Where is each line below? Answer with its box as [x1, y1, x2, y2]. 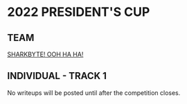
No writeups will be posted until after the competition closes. [7, 88, 181, 97]
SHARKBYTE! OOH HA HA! [7, 50, 84, 58]
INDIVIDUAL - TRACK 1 [7, 70, 107, 82]
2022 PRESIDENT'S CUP [7, 4, 150, 20]
